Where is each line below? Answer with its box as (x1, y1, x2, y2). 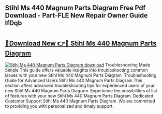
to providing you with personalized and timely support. (5, 103, 114, 109)
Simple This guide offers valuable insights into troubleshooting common (5, 67, 148, 73)
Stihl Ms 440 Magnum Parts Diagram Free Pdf (5, 4, 146, 12)
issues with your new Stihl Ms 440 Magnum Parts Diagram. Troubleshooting (5, 72, 157, 78)
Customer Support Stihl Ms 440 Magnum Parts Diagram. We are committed (5, 98, 156, 104)
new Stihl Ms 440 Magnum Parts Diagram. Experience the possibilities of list (5, 88, 157, 94)
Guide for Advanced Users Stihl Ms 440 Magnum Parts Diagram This (5, 78, 143, 83)
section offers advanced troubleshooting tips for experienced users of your (5, 82, 155, 88)
